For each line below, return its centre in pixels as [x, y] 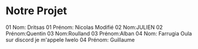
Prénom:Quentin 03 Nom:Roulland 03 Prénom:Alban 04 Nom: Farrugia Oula [99, 33]
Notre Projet [36, 11]
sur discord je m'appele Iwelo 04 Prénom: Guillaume [70, 40]
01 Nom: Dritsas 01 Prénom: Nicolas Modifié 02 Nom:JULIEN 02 [84, 27]
